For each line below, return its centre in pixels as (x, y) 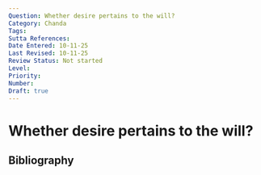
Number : (21, 83)
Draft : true (28, 91)
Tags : (17, 31)
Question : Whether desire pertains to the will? (92, 16)
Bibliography (41, 160)
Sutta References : (39, 38)
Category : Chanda (38, 23)
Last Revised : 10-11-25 (48, 53)
